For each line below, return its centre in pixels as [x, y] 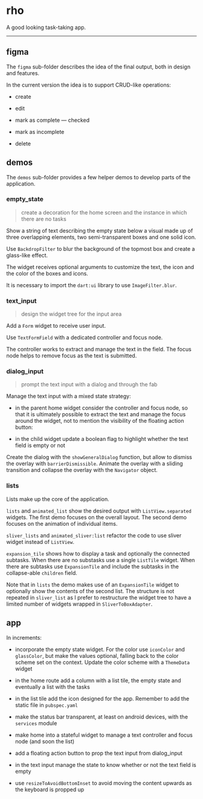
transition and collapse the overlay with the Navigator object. [82, 470]
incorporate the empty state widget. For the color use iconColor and [100, 649]
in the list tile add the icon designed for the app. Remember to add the [102, 698]
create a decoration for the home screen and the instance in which [104, 212]
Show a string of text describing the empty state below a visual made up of [100, 230]
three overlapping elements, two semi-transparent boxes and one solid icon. [101, 237]
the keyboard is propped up [50, 789]
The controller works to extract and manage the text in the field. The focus [99, 350]
